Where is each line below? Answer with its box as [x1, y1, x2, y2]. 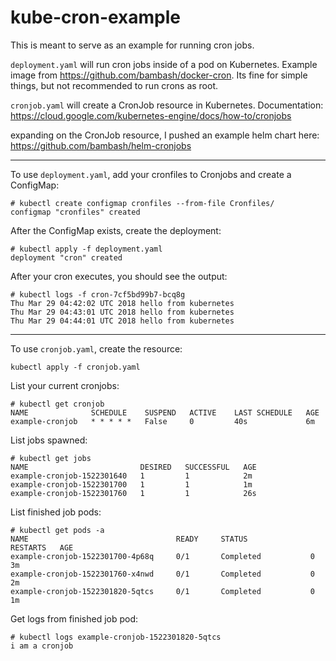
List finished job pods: [10, 506, 102, 518]
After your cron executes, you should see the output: [10, 270, 228, 282]
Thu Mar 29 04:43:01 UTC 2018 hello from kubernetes [10, 307, 235, 317]
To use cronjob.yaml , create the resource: [10, 342, 183, 355]
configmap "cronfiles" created [10, 207, 141, 217]
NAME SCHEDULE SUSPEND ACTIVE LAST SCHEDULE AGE [10, 407, 320, 418]
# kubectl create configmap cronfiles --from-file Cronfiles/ [10, 198, 275, 208]
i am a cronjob [10, 641, 74, 651]
